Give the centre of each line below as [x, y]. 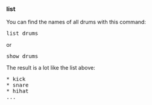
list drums [22, 34]
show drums [22, 56]
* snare [17, 85]
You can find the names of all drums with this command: [76, 22]
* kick [16, 79]
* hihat [17, 91]
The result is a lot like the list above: [51, 68]
